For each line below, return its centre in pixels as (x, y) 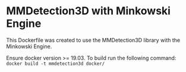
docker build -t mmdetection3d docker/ (56, 64)
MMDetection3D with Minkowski (89, 11)
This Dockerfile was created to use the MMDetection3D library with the (93, 40)
